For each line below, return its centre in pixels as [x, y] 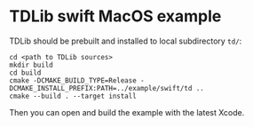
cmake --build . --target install [73, 96]
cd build [25, 73]
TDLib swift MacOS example [115, 16]
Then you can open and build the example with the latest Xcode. [127, 112]
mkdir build [31, 65]
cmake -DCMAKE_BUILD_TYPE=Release [73, 80]
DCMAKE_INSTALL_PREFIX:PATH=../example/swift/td [101, 88]
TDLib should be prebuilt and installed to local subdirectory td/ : [126, 41]
